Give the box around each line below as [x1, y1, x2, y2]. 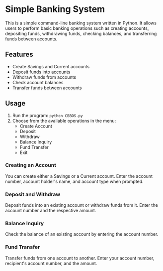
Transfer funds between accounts [12, 85, 82, 91]
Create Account [19, 123, 52, 129]
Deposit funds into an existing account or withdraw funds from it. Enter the [5, 202, 158, 208]
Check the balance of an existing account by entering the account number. [5, 231, 159, 237]
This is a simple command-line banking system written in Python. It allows [5, 20, 157, 26]
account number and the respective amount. [5, 208, 96, 214]
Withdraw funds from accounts [12, 74, 77, 80]
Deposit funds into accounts [12, 69, 71, 75]
